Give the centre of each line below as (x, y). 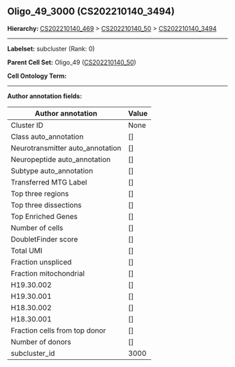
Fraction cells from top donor (58, 331)
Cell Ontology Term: (37, 76)
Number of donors (41, 342)
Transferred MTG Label (49, 182)
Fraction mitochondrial (48, 273)
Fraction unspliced (41, 262)
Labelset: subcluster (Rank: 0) (51, 48)
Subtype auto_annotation (52, 171)
